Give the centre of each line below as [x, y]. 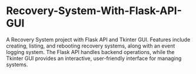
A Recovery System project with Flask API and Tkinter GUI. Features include [98, 39]
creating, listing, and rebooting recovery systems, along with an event [91, 46]
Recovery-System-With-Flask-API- [94, 11]
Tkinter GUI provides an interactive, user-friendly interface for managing [94, 58]
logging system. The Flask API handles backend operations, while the [90, 52]
